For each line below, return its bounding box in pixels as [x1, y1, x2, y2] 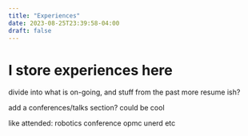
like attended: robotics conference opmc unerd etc [8, 118, 176, 128]
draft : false [8, 26, 52, 34]
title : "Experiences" [8, 11, 81, 20]
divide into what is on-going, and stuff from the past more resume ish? [8, 87, 241, 97]
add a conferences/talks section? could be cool [8, 103, 166, 113]
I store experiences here [8, 61, 174, 79]
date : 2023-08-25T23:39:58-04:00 [8, 19, 120, 27]
